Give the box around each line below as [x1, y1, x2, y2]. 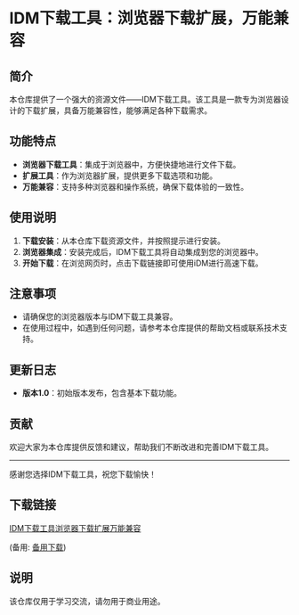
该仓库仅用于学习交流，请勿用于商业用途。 [9, 595, 166, 606]
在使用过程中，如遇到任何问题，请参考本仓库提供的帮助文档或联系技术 [21, 323, 280, 333]
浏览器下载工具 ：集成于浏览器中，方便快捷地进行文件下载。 [21, 159, 241, 169]
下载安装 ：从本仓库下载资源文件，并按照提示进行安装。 [21, 235, 225, 246]
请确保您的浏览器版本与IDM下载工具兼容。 [21, 311, 178, 322]
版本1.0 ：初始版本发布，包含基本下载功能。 [21, 388, 182, 398]
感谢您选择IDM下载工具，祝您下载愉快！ [9, 469, 158, 480]
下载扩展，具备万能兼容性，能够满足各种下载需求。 [24, 105, 212, 116]
